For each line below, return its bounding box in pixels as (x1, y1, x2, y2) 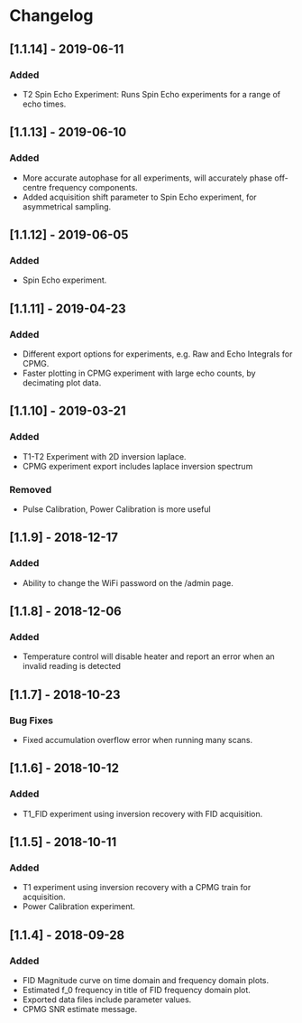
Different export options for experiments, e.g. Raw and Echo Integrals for (22, 349, 293, 359)
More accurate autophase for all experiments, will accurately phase (22, 172, 273, 183)
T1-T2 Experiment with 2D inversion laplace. (22, 451, 187, 461)
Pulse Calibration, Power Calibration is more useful (22, 503, 212, 515)
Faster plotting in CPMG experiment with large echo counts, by (22, 367, 256, 378)
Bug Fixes (9, 714, 54, 727)
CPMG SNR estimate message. (22, 1004, 138, 1015)
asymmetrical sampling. (22, 200, 112, 212)
